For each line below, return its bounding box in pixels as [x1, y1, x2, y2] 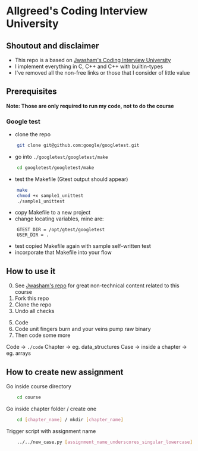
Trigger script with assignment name [6, 427, 96, 434]
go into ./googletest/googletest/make [14, 153, 108, 160]
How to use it [6, 266, 56, 276]
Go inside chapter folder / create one [6, 405, 97, 412]
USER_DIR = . [17, 232, 49, 238]
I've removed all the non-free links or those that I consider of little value [14, 69, 190, 76]
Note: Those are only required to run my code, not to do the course [6, 102, 174, 109]
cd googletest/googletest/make [17, 164, 95, 171]
